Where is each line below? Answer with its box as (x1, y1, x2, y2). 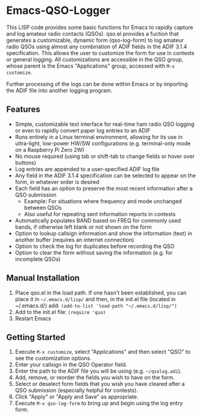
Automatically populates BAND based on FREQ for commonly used (14, 217, 181, 224)
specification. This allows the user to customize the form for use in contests (6, 49, 195, 56)
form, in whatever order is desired (14, 178, 99, 185)
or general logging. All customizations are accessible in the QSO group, (6, 56, 184, 63)
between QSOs (24, 204, 62, 211)
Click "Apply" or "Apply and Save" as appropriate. (14, 393, 139, 400)
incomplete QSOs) (14, 255, 61, 263)
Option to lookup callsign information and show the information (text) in (14, 229, 192, 237)
